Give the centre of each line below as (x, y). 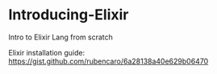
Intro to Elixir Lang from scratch (61, 37)
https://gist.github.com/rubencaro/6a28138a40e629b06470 (108, 61)
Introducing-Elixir (69, 15)
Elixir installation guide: (47, 52)
